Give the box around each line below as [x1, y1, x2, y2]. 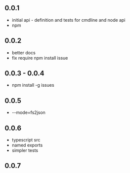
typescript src [11, 137, 41, 143]
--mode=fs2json [11, 109, 45, 115]
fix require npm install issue [11, 55, 68, 61]
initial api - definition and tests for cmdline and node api [11, 17, 126, 23]
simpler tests [11, 147, 39, 153]
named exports [11, 142, 43, 148]
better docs [11, 49, 36, 56]
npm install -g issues [11, 82, 55, 88]
